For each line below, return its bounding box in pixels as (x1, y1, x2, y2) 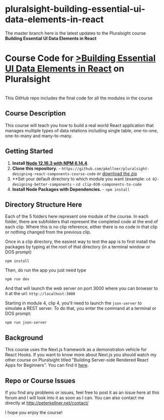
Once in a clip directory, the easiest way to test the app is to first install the (5, 239, 156, 244)
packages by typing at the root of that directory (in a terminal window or (5, 244, 151, 250)
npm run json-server (5, 320, 47, 325)
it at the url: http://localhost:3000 (5, 291, 75, 297)
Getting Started (5, 147, 53, 155)
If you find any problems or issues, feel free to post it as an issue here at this (5, 390, 160, 395)
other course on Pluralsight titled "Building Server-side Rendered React (5, 357, 149, 363)
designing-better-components (12, 182, 72, 187)
